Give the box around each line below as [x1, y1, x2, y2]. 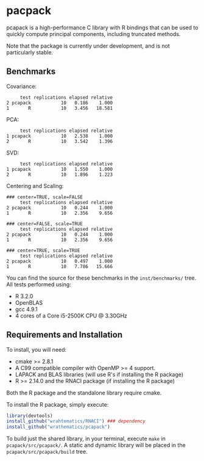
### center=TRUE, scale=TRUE [6, 247, 80, 253]
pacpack [6, 4, 52, 18]
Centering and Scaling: [6, 182, 64, 189]
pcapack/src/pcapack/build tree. [6, 448, 88, 456]
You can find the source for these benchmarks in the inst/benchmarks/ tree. [6, 274, 197, 281]
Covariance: [6, 82, 37, 90]
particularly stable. [6, 48, 54, 56]
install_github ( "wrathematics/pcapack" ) [6, 424, 111, 430]
